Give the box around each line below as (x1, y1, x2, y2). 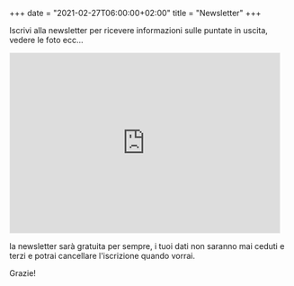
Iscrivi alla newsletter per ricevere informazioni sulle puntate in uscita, (9, 25, 268, 35)
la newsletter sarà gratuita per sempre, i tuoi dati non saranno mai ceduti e (9, 241, 285, 251)
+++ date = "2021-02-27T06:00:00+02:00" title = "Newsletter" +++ (9, 8, 262, 18)
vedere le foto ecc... (9, 35, 84, 45)
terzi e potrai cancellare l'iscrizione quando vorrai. (9, 251, 196, 261)
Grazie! (9, 268, 36, 278)
